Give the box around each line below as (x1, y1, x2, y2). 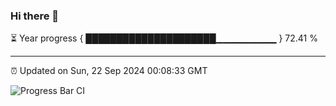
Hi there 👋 (10, 9, 60, 23)
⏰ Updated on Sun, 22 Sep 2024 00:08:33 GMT (10, 65, 208, 77)
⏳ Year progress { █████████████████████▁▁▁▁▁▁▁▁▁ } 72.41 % (10, 32, 318, 44)
